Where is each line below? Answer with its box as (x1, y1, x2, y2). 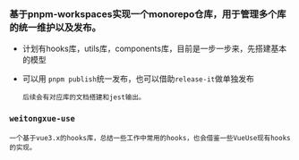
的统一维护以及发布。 (9, 21, 101, 33)
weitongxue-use (9, 114, 76, 124)
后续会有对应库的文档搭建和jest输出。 (21, 93, 146, 102)
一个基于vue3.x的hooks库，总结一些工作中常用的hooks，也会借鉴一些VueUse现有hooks (9, 133, 291, 142)
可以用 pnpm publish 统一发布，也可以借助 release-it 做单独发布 (21, 73, 255, 84)
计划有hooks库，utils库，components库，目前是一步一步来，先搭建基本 (21, 43, 287, 55)
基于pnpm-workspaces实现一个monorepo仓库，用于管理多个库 (9, 7, 286, 20)
